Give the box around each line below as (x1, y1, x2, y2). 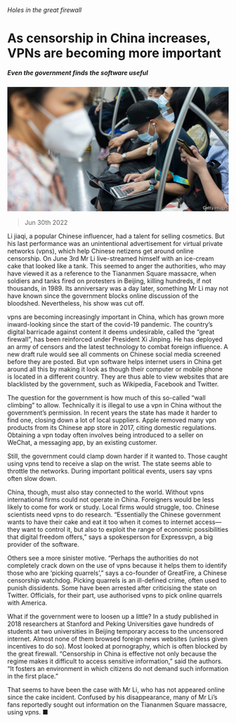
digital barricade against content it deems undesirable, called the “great (7, 327, 215, 337)
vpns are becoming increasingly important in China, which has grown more (7, 313, 225, 321)
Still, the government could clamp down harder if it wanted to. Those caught (7, 452, 228, 460)
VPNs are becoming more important (7, 45, 221, 61)
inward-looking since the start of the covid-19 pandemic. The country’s (7, 320, 213, 329)
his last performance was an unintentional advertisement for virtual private (7, 240, 223, 248)
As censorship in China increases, (7, 30, 211, 46)
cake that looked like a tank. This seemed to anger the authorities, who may (7, 262, 226, 271)
